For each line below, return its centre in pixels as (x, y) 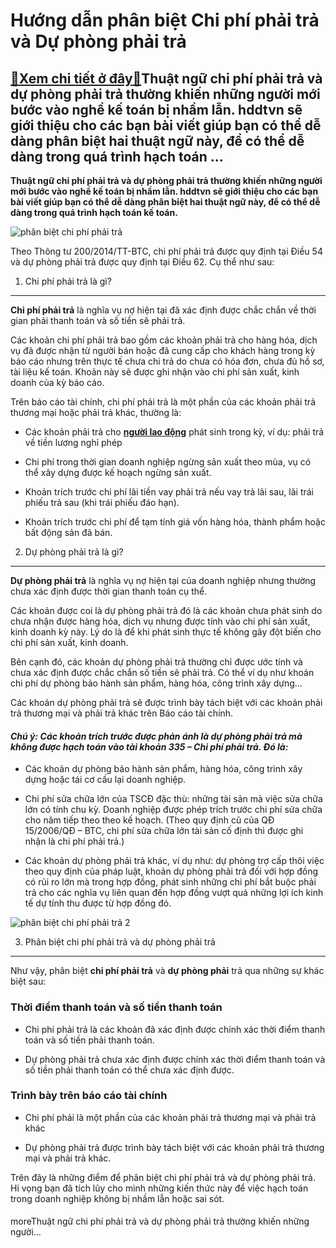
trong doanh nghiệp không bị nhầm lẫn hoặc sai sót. (117, 1198)
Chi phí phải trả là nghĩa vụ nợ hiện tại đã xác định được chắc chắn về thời (163, 310)
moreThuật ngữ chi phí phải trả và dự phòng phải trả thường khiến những (160, 1221)
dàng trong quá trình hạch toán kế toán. (94, 212)
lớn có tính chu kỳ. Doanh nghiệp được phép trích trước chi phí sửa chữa (173, 810)
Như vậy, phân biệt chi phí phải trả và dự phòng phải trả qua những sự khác (167, 971)
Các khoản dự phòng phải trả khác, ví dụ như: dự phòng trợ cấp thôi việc (174, 861)
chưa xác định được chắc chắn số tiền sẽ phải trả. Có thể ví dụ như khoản (162, 672)
